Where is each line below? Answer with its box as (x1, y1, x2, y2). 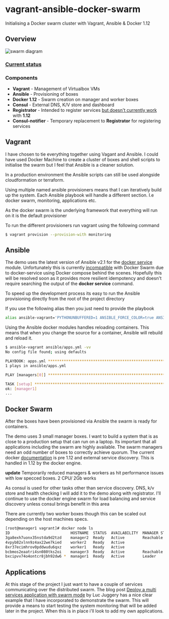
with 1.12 (12, 112, 31, 118)
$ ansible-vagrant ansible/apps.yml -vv (5, 345, 92, 350)
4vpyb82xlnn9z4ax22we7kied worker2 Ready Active (5, 540, 125, 545)
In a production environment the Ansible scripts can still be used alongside (5, 171, 160, 177)
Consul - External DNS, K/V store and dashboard (12, 102, 115, 108)
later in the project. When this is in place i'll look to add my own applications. (5, 608, 164, 614)
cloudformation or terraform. (5, 177, 64, 183)
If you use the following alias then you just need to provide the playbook (5, 306, 154, 312)
